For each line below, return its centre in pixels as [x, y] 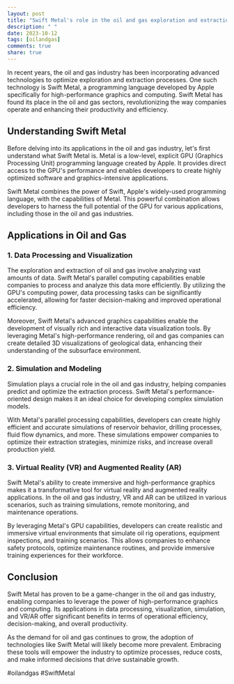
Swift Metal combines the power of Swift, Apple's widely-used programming [117, 191]
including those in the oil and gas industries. [70, 213]
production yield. [31, 449]
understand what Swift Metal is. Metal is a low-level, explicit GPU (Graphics [115, 155]
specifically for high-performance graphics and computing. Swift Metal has [115, 94]
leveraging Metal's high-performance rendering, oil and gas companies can [116, 336]
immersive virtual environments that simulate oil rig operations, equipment [114, 533]
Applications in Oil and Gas [67, 235]
